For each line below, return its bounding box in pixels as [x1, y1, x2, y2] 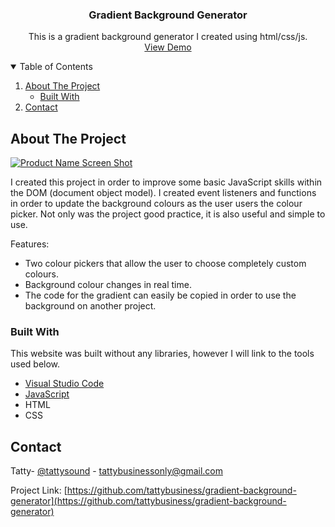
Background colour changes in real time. [24, 279, 192, 291]
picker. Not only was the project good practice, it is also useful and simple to [10, 208, 326, 220]
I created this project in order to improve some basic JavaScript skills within [10, 176, 323, 188]
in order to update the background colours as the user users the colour [10, 198, 303, 210]
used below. [10, 358, 61, 370]
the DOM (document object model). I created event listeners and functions [10, 187, 317, 199]
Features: [10, 238, 50, 250]
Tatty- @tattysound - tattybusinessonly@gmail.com [10, 465, 223, 477]
